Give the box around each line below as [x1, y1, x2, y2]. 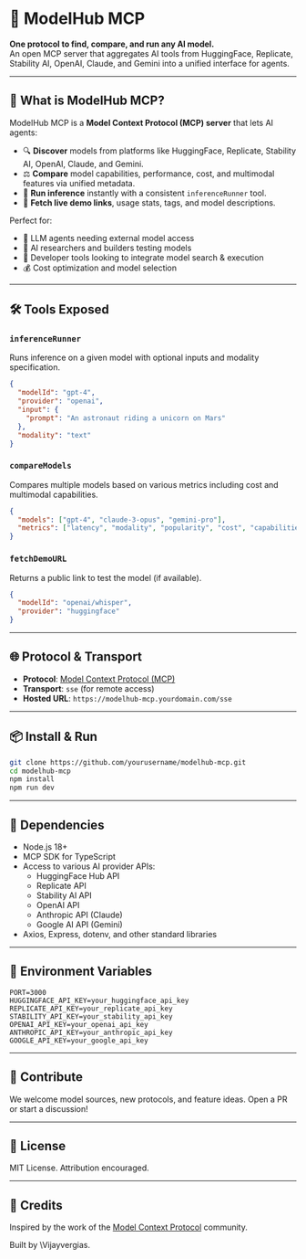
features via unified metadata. [22, 177, 136, 188]
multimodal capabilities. [9, 489, 98, 500]
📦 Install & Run [9, 729, 98, 745]
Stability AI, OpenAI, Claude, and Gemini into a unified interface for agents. [9, 58, 290, 69]
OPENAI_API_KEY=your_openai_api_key [9, 1020, 148, 1029]
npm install [9, 775, 55, 784]
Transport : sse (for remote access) [22, 682, 155, 693]
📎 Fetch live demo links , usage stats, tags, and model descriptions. [22, 196, 276, 208]
